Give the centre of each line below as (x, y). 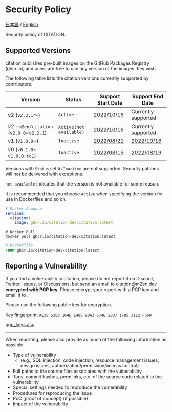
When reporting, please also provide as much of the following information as (86, 339)
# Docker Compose (24, 209)
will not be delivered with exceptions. (45, 174)
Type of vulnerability (34, 355)
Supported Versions (38, 50)
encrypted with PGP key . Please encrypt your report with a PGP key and (82, 289)
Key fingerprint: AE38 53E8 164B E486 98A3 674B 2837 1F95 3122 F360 (79, 315)
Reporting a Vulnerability (46, 266)
